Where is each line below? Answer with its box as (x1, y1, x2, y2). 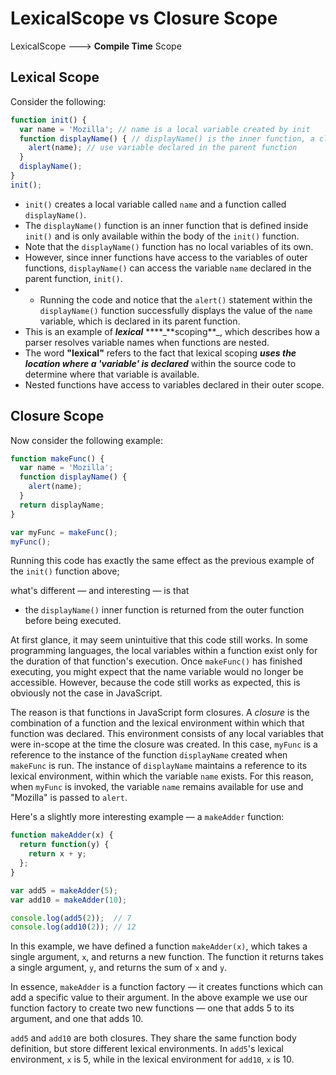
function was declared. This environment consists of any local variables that (10, 728, 325, 740)
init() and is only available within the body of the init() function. (24, 230, 300, 242)
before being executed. (24, 615, 122, 627)
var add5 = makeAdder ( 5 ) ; (10, 885, 118, 896)
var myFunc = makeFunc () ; (10, 527, 118, 537)
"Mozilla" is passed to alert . (10, 792, 128, 804)
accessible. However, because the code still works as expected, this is (10, 677, 301, 689)
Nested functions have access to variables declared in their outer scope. (24, 378, 325, 391)
